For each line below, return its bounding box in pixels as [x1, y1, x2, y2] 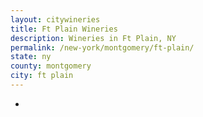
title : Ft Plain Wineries [10, 24, 118, 34]
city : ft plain [10, 71, 74, 81]
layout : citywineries [10, 14, 101, 25]
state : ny [10, 52, 52, 62]
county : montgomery [10, 61, 92, 71]
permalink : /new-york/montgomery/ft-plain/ [10, 42, 195, 53]
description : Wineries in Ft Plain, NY [10, 33, 177, 43]
